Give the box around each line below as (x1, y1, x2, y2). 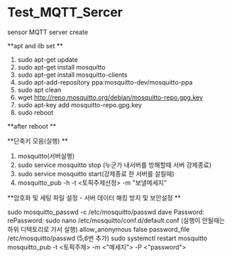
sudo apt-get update (17, 55, 78, 64)
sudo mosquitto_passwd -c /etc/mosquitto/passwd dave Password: (7, 208, 204, 216)
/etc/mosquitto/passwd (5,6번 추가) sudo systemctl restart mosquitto (7, 234, 208, 242)
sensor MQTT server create (7, 28, 89, 36)
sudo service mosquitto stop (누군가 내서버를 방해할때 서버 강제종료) (17, 161, 212, 169)
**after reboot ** (7, 122, 57, 130)
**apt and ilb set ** (7, 41, 64, 50)
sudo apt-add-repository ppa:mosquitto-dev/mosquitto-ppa (17, 77, 193, 86)
